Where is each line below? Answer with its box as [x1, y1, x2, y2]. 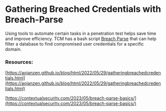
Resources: [5, 58, 33, 65]
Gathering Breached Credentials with [5, 3, 161, 15]
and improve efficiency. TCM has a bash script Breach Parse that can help [5, 36, 157, 42]
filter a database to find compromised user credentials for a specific [5, 41, 144, 47]
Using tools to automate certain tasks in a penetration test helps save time [5, 30, 157, 36]
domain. [5, 46, 22, 52]
